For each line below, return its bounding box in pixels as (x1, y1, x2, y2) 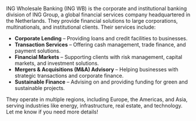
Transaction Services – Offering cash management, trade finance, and (14, 41, 186, 48)
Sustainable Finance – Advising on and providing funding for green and (14, 78, 188, 85)
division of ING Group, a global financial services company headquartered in (6, 11, 191, 18)
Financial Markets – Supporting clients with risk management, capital (14, 54, 183, 60)
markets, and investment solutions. (14, 60, 99, 67)
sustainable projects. (14, 85, 66, 91)
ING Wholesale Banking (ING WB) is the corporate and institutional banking (6, 5, 187, 12)
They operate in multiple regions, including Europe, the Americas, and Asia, (6, 96, 188, 103)
